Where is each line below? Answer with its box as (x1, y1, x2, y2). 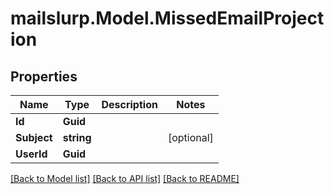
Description (101, 98, 158, 111)
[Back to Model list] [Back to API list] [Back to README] (10, 173, 240, 184)
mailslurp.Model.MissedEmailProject (10, 7, 325, 30)
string (62, 131, 92, 144)
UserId (15, 147, 48, 161)
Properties (10, 68, 78, 85)
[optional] (167, 131, 214, 144)
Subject (15, 131, 53, 144)
